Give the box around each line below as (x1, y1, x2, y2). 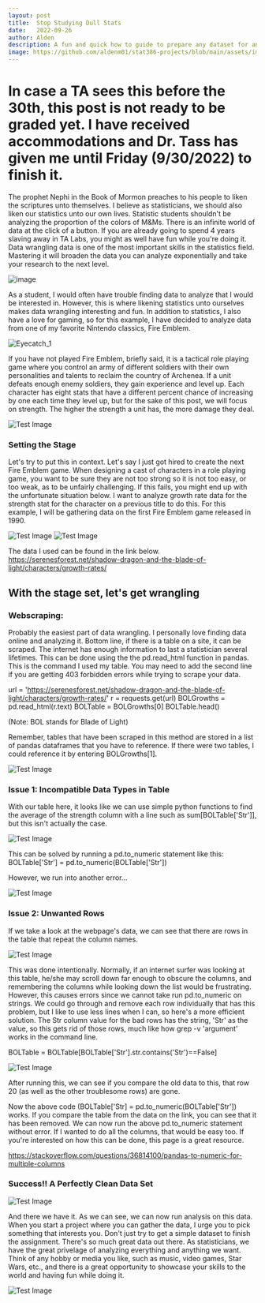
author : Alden (8, 33, 55, 42)
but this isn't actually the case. (8, 818, 108, 829)
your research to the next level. (8, 259, 110, 268)
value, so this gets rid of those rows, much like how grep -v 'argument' (8, 1024, 238, 1033)
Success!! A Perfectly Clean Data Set (8, 1178, 154, 1189)
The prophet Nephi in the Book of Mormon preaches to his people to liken (8, 192, 248, 201)
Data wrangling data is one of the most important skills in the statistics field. (8, 242, 255, 252)
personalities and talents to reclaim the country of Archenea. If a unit (8, 370, 231, 380)
